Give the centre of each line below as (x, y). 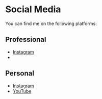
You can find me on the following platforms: (51, 23)
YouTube (22, 91)
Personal (20, 73)
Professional (26, 40)
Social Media (33, 9)
